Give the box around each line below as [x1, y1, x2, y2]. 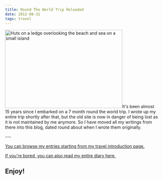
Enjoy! [5, 167, 25, 175]
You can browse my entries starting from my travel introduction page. [5, 143, 145, 149]
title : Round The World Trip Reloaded [5, 7, 84, 12]
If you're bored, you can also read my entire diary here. [5, 153, 116, 159]
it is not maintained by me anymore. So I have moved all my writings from [5, 119, 152, 125]
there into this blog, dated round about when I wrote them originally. [5, 124, 142, 130]
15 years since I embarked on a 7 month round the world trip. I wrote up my [5, 109, 156, 115]
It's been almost [122, 104, 155, 110]
